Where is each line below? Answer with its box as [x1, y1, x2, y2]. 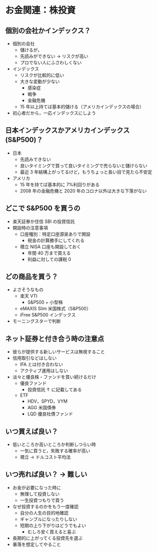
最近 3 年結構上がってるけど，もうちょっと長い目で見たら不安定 [20, 169, 152, 175]
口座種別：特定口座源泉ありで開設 [20, 231, 91, 237]
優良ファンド [20, 380, 47, 387]
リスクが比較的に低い [20, 72, 64, 78]
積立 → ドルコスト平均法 [20, 454, 71, 460]
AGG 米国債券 [27, 405, 56, 411]
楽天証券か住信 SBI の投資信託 [12, 218, 75, 225]
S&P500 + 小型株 [27, 299, 63, 305]
